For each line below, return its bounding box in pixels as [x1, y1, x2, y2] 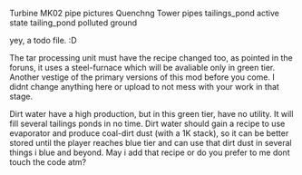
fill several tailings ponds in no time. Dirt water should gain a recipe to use [9, 118, 286, 129]
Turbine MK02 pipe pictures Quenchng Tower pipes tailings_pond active [9, 8, 279, 18]
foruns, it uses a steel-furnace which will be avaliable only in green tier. [9, 63, 276, 73]
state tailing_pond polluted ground [9, 17, 138, 28]
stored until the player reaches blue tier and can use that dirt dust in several [9, 138, 292, 148]
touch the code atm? [9, 157, 87, 167]
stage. [9, 91, 34, 102]
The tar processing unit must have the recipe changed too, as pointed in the [9, 53, 293, 63]
